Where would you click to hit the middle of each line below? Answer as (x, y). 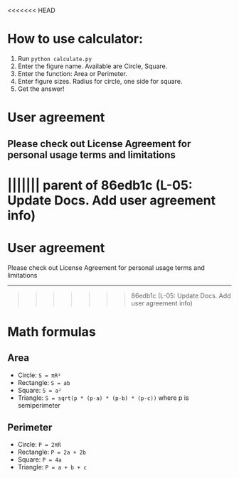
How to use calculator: (75, 39)
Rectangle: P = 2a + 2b (52, 452)
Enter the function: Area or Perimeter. (73, 73)
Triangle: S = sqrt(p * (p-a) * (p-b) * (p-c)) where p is (103, 398)
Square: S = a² (39, 390)
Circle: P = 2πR (39, 445)
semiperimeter (39, 405)
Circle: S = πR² (39, 375)
